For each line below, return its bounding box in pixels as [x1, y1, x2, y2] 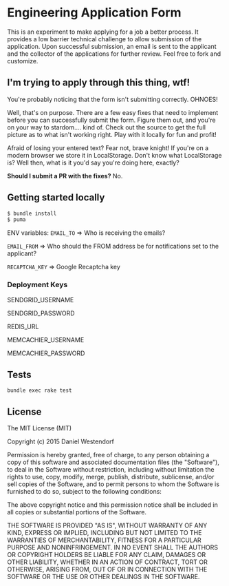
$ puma [7, 216, 26, 223]
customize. [7, 56, 39, 65]
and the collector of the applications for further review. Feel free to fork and [7, 50, 221, 58]
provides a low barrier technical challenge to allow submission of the [7, 34, 202, 43]
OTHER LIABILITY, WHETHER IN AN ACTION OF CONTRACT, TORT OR [7, 558, 208, 566]
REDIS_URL [7, 322, 39, 331]
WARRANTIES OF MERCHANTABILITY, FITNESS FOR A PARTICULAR [7, 536, 201, 545]
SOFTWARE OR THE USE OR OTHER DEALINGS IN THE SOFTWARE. [7, 573, 200, 581]
